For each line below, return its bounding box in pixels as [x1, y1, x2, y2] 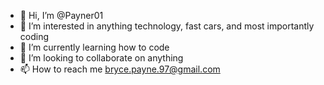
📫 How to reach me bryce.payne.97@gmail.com [19, 63, 221, 75]
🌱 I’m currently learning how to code [19, 41, 170, 53]
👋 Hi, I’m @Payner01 [19, 10, 104, 21]
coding [19, 31, 50, 42]
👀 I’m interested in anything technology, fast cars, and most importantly [19, 20, 315, 32]
